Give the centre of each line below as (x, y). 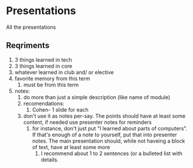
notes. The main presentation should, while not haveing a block (109, 141)
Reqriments (28, 46)
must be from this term (51, 85)
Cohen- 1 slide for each (60, 109)
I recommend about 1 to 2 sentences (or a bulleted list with (112, 153)
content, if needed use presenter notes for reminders (87, 122)
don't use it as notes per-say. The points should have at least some (104, 116)
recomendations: (44, 103)
